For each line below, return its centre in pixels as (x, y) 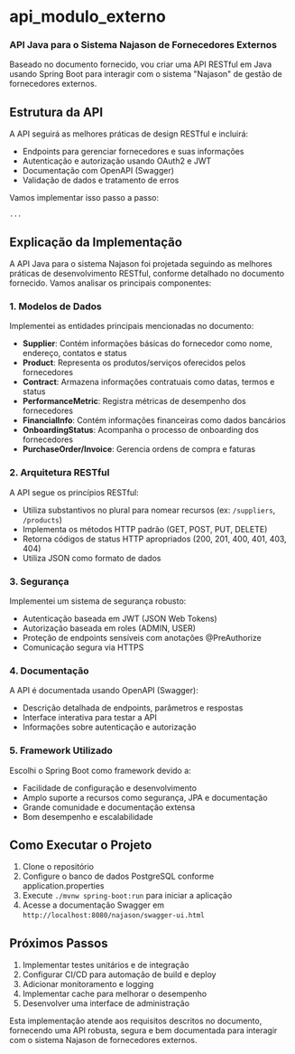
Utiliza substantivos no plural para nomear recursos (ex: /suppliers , (149, 510)
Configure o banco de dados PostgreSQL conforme (118, 876)
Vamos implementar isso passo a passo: (84, 198)
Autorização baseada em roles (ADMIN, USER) (109, 628)
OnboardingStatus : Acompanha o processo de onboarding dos (140, 430)
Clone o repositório (58, 867)
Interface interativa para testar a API (90, 718)
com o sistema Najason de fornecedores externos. (103, 1040)
